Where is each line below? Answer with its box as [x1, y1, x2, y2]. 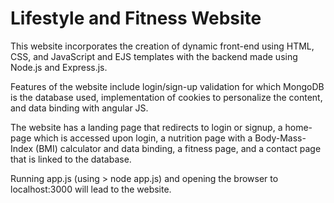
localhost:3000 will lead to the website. [10, 183, 172, 195]
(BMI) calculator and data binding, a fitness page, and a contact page [35, 142, 322, 154]
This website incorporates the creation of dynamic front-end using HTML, [10, 40, 315, 52]
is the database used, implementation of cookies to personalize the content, [10, 91, 323, 103]
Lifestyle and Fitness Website [10, 7, 262, 30]
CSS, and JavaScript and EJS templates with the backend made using [10, 50, 298, 62]
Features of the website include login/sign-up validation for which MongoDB [10, 80, 325, 92]
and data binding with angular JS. [10, 102, 149, 114]
